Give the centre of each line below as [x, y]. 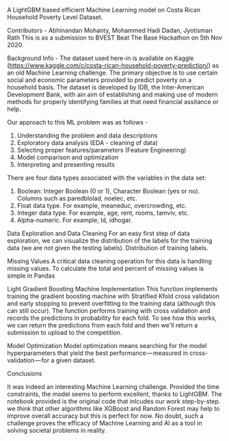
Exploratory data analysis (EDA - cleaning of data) [87, 143]
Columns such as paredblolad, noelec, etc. [77, 198]
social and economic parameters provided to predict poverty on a [99, 80]
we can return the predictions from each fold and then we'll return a [103, 325]
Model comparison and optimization [68, 157]
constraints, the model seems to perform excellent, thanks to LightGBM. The [114, 394]
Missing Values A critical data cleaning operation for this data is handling [109, 261]
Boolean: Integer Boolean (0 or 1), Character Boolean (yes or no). [108, 191]
